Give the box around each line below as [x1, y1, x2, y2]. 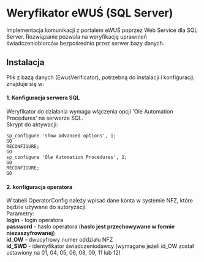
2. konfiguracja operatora [6, 183, 73, 190]
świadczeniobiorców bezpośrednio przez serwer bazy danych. [6, 39, 165, 47]
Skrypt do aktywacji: [6, 120, 58, 128]
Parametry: [6, 210, 35, 217]
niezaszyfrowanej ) [6, 229, 55, 237]
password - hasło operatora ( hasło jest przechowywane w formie [6, 223, 175, 230]
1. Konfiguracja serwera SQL [6, 94, 80, 101]
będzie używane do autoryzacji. [6, 203, 87, 211]
